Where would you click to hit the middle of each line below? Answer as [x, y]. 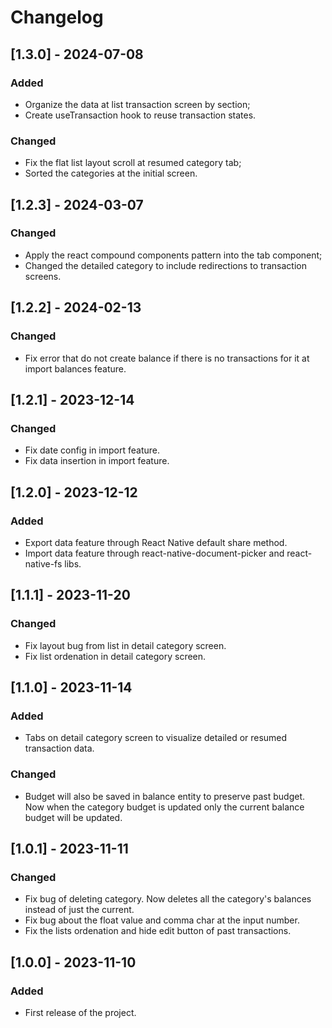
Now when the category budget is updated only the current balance [164, 807]
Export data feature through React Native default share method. [156, 542]
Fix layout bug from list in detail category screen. [125, 645]
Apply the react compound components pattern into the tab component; [173, 255]
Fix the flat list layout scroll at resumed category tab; [133, 163]
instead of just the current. [79, 910]
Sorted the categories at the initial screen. [111, 173]
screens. [43, 276]
